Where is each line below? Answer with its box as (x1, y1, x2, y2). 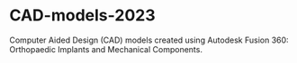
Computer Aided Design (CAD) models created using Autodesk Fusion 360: (9, 35, 290, 45)
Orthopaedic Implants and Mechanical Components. (9, 43, 202, 54)
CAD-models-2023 (9, 5, 156, 26)
